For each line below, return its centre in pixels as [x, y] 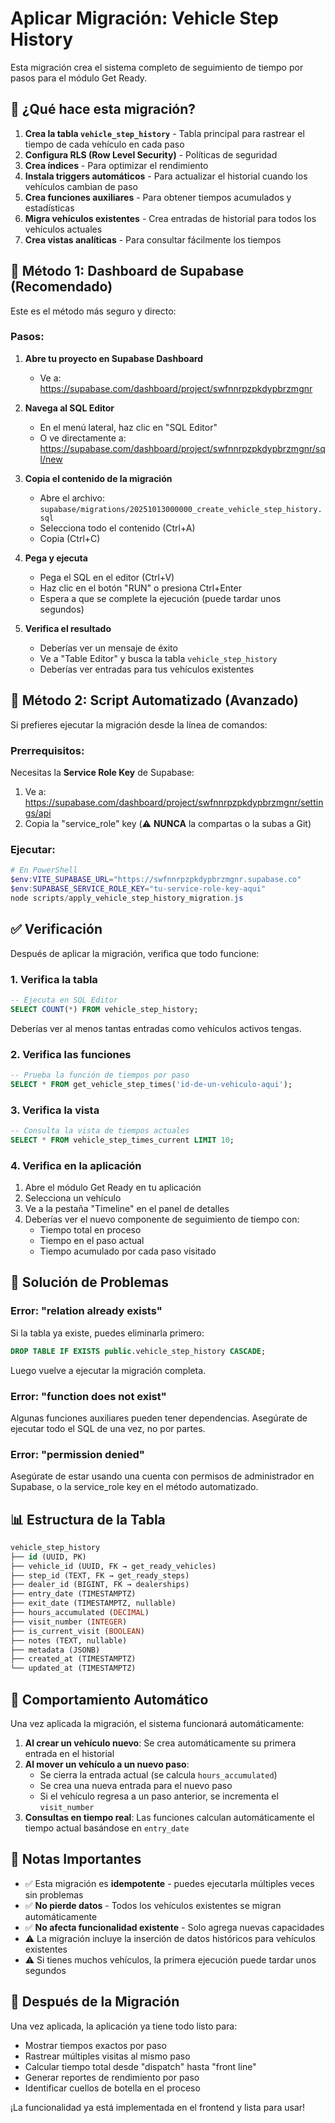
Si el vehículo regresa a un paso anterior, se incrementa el [159, 1796]
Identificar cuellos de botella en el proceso [112, 2088]
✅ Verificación [56, 929]
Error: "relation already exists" [86, 1311]
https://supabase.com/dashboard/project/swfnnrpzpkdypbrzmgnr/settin [174, 802]
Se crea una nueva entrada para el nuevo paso [136, 1786]
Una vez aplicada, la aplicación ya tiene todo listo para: [124, 2026]
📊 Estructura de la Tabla [88, 1519]
